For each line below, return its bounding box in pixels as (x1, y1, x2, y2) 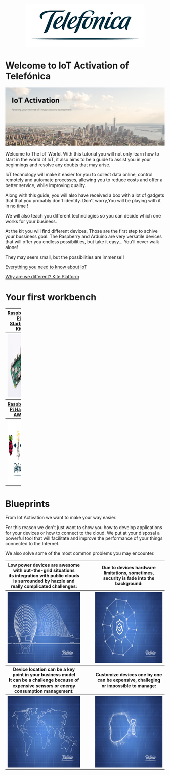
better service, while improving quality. (5, 182, 87, 189)
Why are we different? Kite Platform (5, 274, 79, 280)
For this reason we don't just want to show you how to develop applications (5, 524, 163, 531)
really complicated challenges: (11, 583, 77, 590)
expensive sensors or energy (12, 683, 76, 689)
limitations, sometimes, (103, 570, 154, 576)
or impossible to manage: (101, 683, 156, 689)
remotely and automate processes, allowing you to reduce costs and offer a (5, 177, 163, 183)
